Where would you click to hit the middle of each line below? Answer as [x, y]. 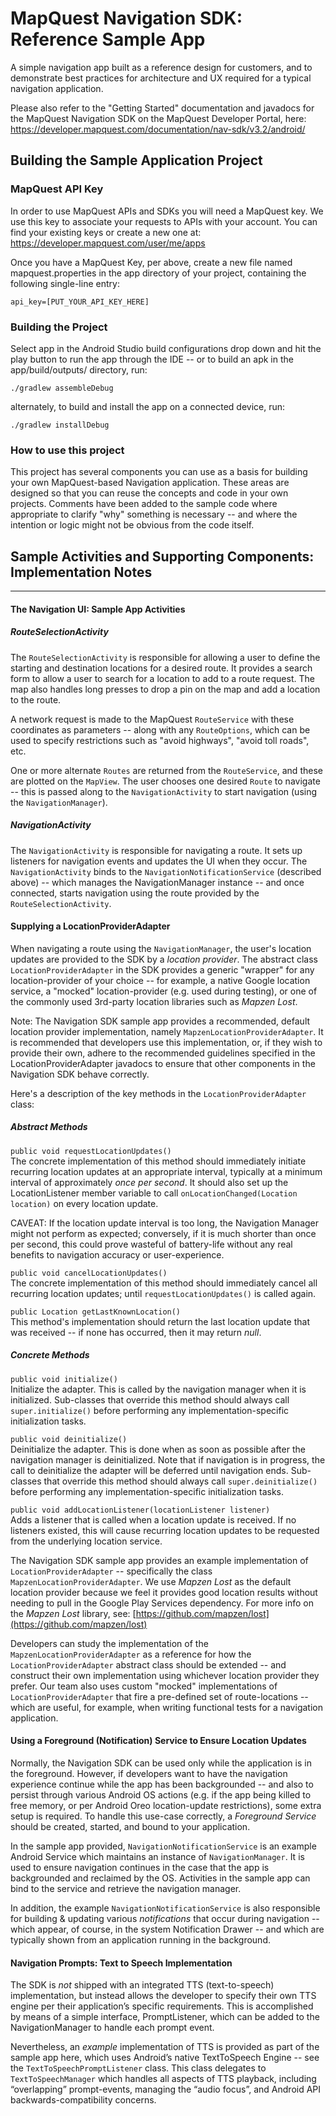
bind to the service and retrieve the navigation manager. [126, 1888]
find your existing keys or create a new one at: [106, 232]
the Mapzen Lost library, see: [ [73, 1613]
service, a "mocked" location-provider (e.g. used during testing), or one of [164, 991]
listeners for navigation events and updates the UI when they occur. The [159, 861]
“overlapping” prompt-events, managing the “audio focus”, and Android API [166, 2089]
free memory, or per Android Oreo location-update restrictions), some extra [166, 1805]
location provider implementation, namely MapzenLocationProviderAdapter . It [167, 1031]
